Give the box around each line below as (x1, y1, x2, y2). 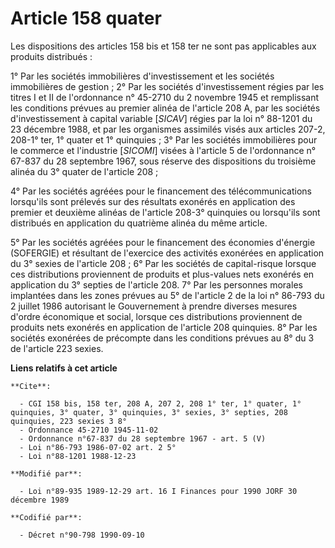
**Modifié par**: (10, 468, 83, 479)
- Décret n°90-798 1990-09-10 (19, 530, 145, 540)
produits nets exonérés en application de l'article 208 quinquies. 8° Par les (10, 321, 318, 333)
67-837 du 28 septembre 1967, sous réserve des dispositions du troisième (10, 155, 317, 167)
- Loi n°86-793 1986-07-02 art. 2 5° (19, 442, 177, 452)
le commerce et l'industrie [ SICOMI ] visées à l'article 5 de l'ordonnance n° (10, 144, 317, 156)
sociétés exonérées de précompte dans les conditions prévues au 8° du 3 (10, 332, 315, 344)
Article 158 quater (10, 7, 162, 30)
